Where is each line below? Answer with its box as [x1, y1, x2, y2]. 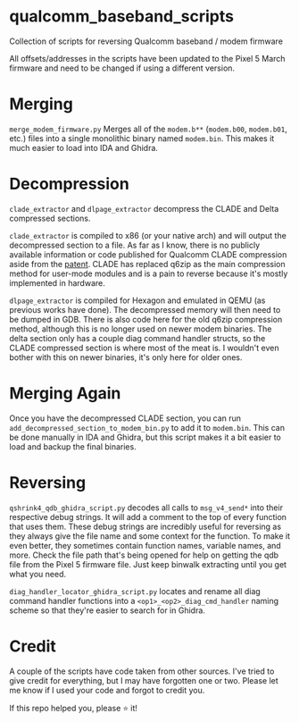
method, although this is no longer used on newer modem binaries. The [9, 323, 272, 334]
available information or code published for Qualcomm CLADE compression [9, 248, 287, 260]
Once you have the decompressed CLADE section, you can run [9, 413, 242, 424]
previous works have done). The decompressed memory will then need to [9, 304, 281, 315]
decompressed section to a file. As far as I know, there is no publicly [9, 239, 261, 250]
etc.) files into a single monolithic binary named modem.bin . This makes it [9, 132, 275, 144]
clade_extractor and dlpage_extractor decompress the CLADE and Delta [9, 203, 279, 214]
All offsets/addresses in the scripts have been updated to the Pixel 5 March [9, 53, 286, 63]
